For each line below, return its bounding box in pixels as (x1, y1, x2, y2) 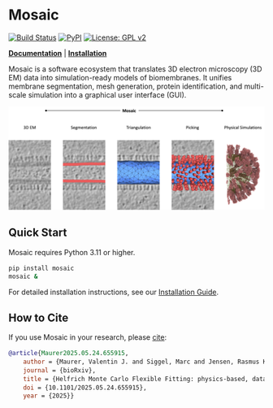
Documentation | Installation (8, 48, 107, 58)
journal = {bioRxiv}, (23, 366, 96, 375)
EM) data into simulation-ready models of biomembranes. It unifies (8, 72, 232, 82)
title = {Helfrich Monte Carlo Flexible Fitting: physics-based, (23, 375, 249, 383)
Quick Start (8, 226, 67, 240)
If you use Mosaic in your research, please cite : (8, 332, 167, 342)
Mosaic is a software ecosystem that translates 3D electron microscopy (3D (8, 63, 262, 74)
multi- (244, 81, 264, 91)
